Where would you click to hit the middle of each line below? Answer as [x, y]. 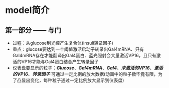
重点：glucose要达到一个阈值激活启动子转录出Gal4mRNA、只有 [78, 49]
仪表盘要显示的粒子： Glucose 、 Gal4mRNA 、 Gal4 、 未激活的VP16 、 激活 [88, 68]
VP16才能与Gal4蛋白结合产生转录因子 [60, 62]
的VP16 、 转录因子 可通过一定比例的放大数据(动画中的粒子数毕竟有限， [85, 74]
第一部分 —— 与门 [33, 30]
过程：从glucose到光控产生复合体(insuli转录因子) [63, 43]
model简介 [27, 10]
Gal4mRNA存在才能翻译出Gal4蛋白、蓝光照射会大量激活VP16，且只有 [84, 55]
